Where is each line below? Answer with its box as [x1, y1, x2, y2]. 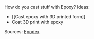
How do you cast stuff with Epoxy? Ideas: [4, 4, 90, 10]
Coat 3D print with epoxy [11, 19, 63, 25]
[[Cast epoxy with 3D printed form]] [11, 14, 86, 19]
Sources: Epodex [4, 29, 40, 34]
